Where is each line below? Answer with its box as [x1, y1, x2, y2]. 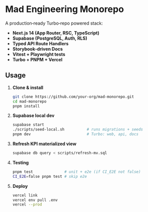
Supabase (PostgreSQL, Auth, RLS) [12, 35, 88, 41]
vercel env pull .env [12, 197, 58, 202]
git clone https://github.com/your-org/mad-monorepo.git [12, 94, 134, 99]
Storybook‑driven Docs [12, 46, 63, 52]
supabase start [12, 122, 45, 128]
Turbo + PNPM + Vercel [12, 56, 63, 62]
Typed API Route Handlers [12, 40, 69, 46]
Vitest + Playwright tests [12, 51, 66, 57]
